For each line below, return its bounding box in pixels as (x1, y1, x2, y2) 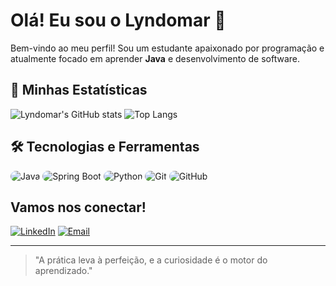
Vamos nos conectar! (10, 199, 147, 216)
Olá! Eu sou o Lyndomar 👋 (10, 9, 227, 32)
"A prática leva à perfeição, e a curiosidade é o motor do (34, 254, 268, 266)
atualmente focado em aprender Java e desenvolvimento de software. (10, 52, 301, 64)
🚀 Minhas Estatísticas (10, 82, 148, 99)
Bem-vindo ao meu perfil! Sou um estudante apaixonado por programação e (10, 42, 325, 54)
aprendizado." (34, 265, 93, 277)
